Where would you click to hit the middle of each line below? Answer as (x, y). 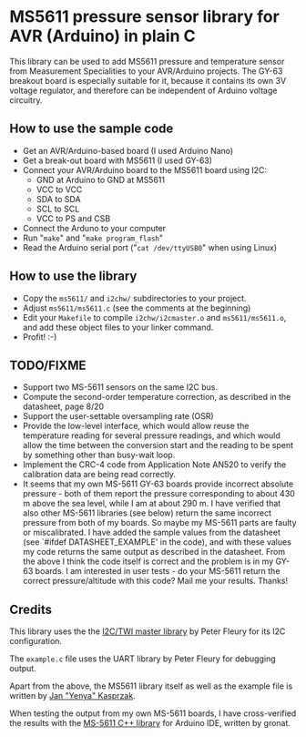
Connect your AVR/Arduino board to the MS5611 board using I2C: (144, 169)
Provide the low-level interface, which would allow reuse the (136, 426)
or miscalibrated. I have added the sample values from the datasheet (151, 532)
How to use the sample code (92, 129)
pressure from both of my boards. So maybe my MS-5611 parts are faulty (159, 523)
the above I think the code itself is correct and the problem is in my (148, 561)
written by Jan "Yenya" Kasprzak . (72, 696)
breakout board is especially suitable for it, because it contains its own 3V (148, 80)
